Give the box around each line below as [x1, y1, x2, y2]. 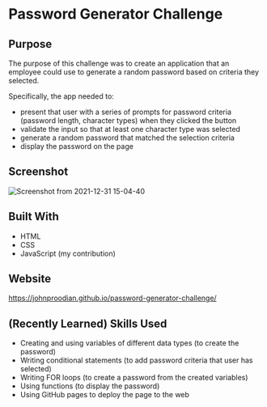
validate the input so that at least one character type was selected [19, 125, 241, 134]
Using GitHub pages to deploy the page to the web [19, 390, 190, 400]
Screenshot [8, 165, 69, 179]
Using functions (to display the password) [19, 381, 160, 391]
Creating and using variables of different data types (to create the [19, 338, 239, 348]
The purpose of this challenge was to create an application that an [8, 58, 230, 68]
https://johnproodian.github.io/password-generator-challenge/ [8, 293, 217, 303]
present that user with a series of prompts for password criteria [19, 107, 232, 117]
